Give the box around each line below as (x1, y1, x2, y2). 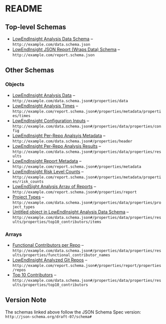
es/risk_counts (12, 179, 44, 184)
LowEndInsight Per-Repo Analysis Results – (12, 143, 102, 149)
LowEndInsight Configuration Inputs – (12, 118, 89, 124)
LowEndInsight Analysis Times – (12, 103, 78, 109)
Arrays (5, 231, 22, 238)
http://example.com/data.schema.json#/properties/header (12, 138, 133, 144)
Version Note (5, 296, 47, 304)
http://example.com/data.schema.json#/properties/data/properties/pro (12, 200, 162, 205)
